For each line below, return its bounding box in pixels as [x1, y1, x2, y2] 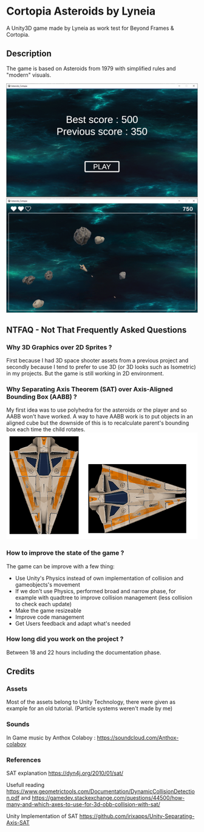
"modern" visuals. [6, 71, 52, 79]
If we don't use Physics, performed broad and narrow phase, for [15, 587, 176, 594]
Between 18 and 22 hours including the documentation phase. [6, 649, 161, 656]
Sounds [6, 720, 30, 728]
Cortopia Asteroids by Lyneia [6, 4, 156, 18]
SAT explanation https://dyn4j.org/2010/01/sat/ [6, 769, 123, 777]
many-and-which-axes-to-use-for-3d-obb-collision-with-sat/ [6, 801, 160, 808]
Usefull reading [6, 781, 45, 789]
